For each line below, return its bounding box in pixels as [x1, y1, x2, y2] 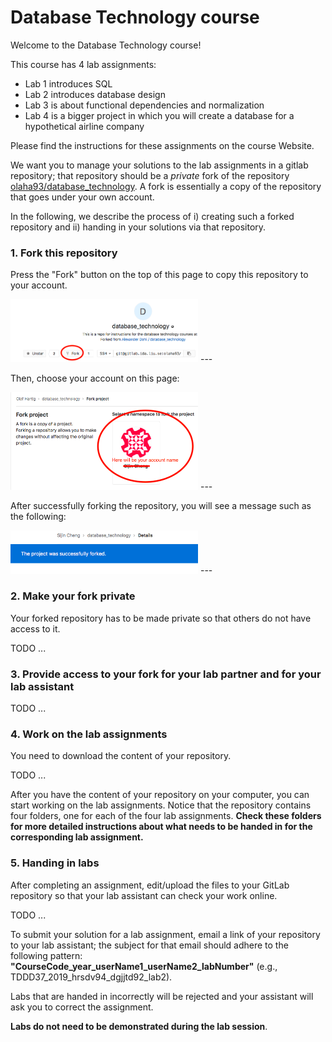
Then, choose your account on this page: [10, 372, 180, 385]
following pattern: [10, 949, 83, 961]
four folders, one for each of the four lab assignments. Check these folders [10, 810, 322, 822]
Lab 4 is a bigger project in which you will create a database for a [24, 109, 295, 121]
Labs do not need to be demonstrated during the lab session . [10, 1020, 268, 1032]
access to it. [10, 622, 61, 635]
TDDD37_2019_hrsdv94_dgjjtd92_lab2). [10, 971, 173, 983]
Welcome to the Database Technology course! [10, 39, 202, 51]
